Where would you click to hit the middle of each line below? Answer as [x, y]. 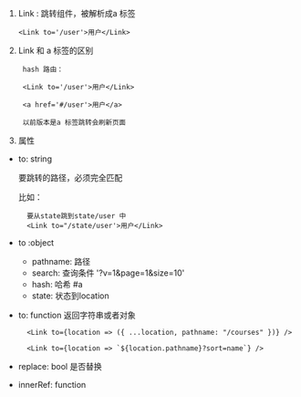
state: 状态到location [70, 296]
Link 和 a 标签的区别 [56, 50]
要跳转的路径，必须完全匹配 [70, 178]
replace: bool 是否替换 [60, 366]
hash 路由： [43, 69]
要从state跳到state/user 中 [77, 216]
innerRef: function [52, 385]
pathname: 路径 [61, 261]
